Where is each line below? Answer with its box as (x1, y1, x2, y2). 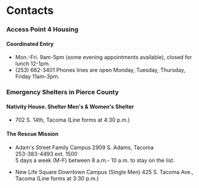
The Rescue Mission (6, 131, 59, 138)
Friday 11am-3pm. (15, 73, 59, 80)
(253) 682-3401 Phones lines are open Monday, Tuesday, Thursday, (15, 66, 186, 74)
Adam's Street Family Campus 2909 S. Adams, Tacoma (15, 143, 154, 151)
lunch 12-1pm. (15, 60, 50, 67)
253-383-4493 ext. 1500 (15, 150, 78, 157)
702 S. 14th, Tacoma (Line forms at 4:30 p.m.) (15, 116, 130, 124)
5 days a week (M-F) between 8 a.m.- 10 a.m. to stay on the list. (15, 157, 175, 164)
